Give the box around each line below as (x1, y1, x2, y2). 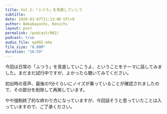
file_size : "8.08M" (5, 44, 46, 49)
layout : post (5, 26, 32, 31)
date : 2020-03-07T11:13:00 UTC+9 (5, 16, 75, 21)
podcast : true (5, 35, 35, 40)
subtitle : (5, 12, 26, 17)
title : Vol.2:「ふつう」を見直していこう (5, 7, 83, 12)
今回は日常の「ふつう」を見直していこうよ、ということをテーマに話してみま (5, 63, 163, 69)
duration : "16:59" (5, 49, 43, 54)
